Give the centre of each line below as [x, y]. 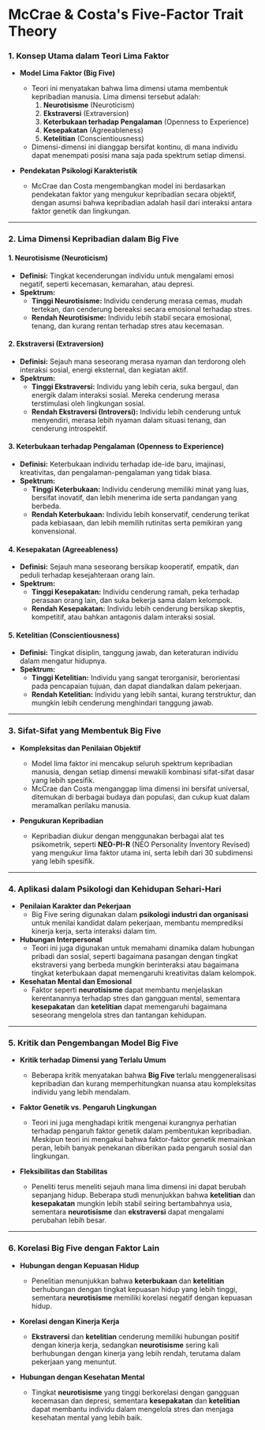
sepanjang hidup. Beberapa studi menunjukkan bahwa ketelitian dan [143, 1195]
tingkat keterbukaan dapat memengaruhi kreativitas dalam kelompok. [144, 973]
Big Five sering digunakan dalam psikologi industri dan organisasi [140, 915]
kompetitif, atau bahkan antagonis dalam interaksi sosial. [123, 617]
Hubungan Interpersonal [61, 940]
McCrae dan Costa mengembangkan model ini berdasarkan [129, 186]
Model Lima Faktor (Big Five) [67, 73]
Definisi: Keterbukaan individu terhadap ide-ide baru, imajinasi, [123, 464]
